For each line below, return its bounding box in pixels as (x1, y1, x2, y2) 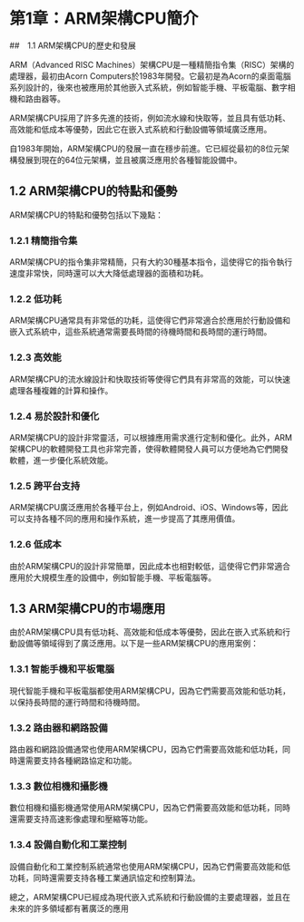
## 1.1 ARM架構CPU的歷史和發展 (9, 40, 136, 51)
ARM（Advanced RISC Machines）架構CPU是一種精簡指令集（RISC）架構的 (9, 59, 295, 70)
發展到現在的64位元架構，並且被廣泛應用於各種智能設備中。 (16, 154, 242, 165)
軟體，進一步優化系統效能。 (9, 454, 113, 465)
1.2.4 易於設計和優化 (9, 410, 100, 422)
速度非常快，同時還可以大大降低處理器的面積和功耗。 (9, 268, 209, 279)
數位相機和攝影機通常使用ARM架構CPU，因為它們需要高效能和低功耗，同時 (9, 802, 290, 813)
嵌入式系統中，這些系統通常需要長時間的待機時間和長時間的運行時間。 (9, 326, 272, 337)
